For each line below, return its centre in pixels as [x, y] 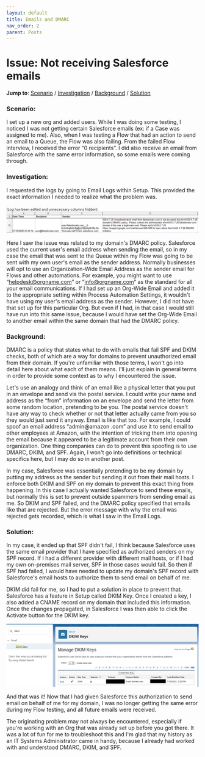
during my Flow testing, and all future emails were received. [81, 709]
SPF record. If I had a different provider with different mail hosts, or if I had [100, 558]
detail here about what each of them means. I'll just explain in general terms [102, 369]
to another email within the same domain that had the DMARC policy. [93, 321]
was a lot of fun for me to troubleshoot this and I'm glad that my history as [99, 734]
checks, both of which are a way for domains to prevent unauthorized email [101, 357]
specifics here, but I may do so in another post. [66, 459]
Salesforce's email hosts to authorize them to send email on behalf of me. [99, 578]
